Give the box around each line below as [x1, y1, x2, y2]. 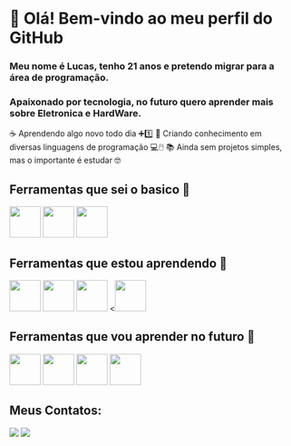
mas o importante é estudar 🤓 [9, 154, 121, 166]
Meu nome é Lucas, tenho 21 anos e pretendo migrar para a [9, 60, 275, 73]
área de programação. [9, 72, 110, 84]
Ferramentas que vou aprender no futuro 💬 [9, 329, 256, 344]
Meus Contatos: [9, 403, 102, 419]
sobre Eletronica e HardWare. [9, 107, 142, 120]
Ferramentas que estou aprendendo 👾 [9, 255, 228, 271]
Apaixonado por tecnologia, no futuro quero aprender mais [9, 95, 274, 108]
